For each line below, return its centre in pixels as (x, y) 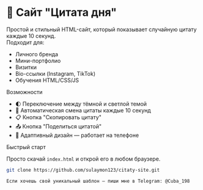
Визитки (26, 67)
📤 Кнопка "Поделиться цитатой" (58, 126)
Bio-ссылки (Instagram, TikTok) (55, 73)
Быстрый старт (26, 147)
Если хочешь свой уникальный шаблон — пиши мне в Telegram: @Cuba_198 (98, 181)
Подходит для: (25, 42)
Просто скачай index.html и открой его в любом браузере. (83, 159)
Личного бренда (37, 54)
